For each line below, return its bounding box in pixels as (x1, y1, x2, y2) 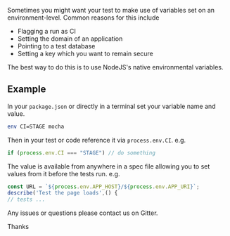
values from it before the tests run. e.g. (7, 169, 120, 178)
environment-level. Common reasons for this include (7, 13, 160, 22)
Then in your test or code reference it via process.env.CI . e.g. (7, 136, 186, 144)
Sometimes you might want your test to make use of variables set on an (7, 6, 215, 14)
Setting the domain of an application (17, 34, 123, 43)
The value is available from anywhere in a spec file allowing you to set (7, 162, 210, 171)
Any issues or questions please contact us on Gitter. (7, 209, 158, 217)
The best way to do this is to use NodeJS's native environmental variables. (7, 63, 224, 71)
